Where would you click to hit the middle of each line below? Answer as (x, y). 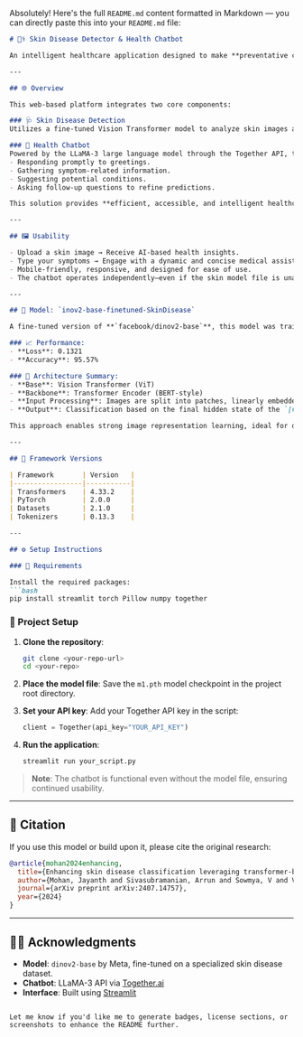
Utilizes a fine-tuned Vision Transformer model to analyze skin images (149, 129)
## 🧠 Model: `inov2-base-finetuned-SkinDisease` (102, 311)
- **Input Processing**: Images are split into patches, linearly (137, 401)
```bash (24, 591)
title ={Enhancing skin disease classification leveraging (129, 872)
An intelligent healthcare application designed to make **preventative (149, 55)
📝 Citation (37, 825)
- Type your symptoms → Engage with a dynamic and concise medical (139, 261)
